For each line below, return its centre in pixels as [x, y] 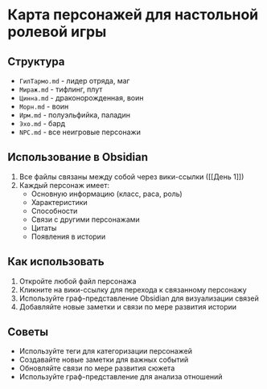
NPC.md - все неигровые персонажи [80, 132]
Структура [36, 61]
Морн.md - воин [44, 106]
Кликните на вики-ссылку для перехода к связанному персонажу [133, 289]
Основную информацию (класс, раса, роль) [107, 194]
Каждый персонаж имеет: [64, 185]
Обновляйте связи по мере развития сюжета [97, 368]
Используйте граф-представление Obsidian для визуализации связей [139, 298]
